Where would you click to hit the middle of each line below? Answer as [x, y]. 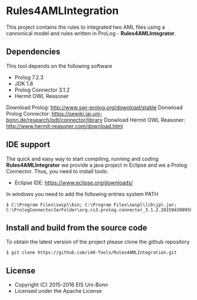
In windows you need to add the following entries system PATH [82, 194]
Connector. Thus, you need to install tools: [57, 171]
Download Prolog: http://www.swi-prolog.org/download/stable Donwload [94, 107]
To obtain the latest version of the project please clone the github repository [98, 242]
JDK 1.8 [24, 83]
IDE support [28, 145]
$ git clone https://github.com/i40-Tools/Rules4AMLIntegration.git [91, 253]
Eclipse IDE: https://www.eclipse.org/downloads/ [74, 183]
